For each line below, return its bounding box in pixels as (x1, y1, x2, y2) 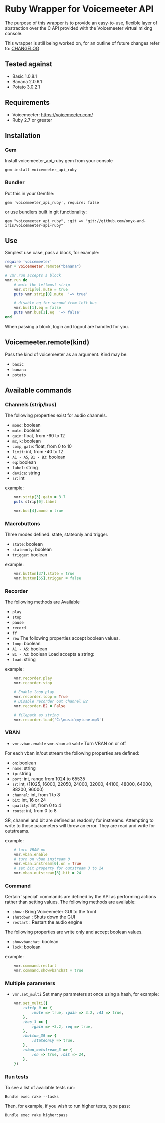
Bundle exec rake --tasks (5, 1094, 59, 1099)
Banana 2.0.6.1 (12, 78, 42, 84)
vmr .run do (5, 277, 28, 283)
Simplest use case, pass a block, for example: (5, 250, 100, 256)
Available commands (5, 386, 72, 395)
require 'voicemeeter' (5, 259, 52, 264)
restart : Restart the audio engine (12, 919, 82, 925)
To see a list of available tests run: (5, 1084, 75, 1090)
